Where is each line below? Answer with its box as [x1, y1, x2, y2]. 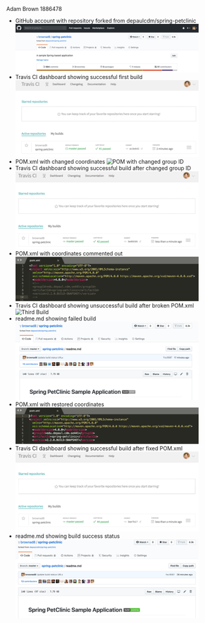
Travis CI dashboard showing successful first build [15, 73, 143, 80]
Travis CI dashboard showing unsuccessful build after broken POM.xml [15, 301, 194, 309]
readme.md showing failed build [15, 315, 96, 322]
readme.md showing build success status [15, 532, 120, 540]
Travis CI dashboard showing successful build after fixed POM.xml [15, 444, 183, 452]
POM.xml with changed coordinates [15, 158, 106, 165]
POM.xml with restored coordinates [15, 401, 105, 408]
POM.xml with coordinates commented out [15, 249, 123, 257]
